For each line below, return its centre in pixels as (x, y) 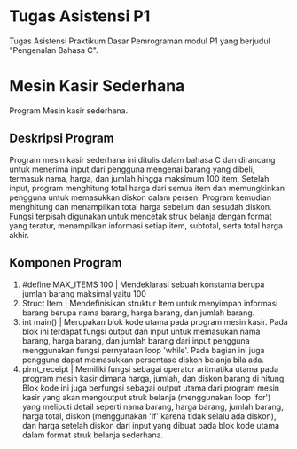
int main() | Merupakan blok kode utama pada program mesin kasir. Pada (155, 321)
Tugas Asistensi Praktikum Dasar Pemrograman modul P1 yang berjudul (140, 41)
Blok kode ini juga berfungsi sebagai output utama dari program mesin (151, 388)
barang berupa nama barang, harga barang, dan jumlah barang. (138, 313)
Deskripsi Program (62, 139)
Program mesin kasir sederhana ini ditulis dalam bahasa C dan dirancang (142, 159)
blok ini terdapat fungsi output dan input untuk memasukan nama (141, 331)
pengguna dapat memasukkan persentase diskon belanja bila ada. (143, 360)
